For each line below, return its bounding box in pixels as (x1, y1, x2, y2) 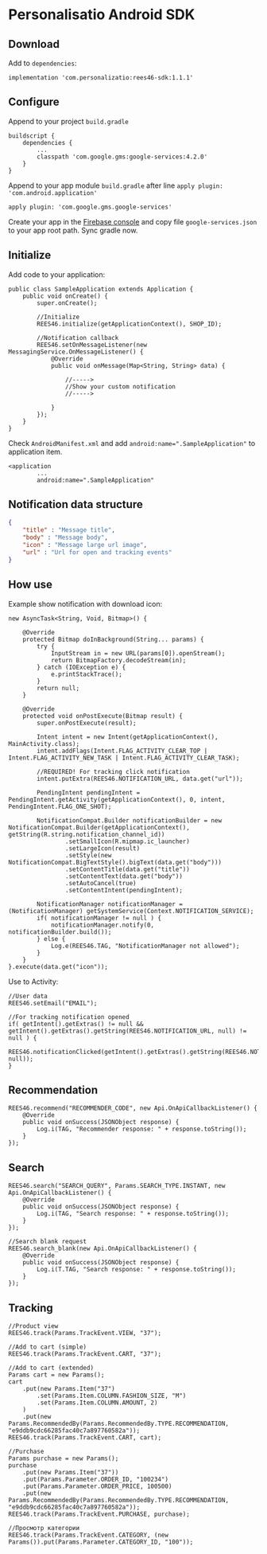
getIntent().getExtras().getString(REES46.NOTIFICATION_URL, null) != (8, 1027, 247, 1035)
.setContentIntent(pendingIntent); (64, 886, 183, 894)
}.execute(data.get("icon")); (8, 962, 109, 970)
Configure (8, 96, 60, 109)
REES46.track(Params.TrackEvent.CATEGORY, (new (8, 1531, 169, 1539)
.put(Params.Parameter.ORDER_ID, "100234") (22, 1475, 169, 1483)
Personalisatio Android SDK (8, 6, 195, 24)
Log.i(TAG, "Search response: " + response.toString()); (37, 1210, 229, 1218)
